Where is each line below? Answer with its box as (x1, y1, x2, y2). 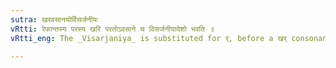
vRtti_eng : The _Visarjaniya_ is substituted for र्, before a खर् (10, 33, 288, 43)
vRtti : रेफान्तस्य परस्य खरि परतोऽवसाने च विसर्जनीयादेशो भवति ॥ (10, 24, 215, 34)
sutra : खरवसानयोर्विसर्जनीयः (10, 14, 98, 25)
